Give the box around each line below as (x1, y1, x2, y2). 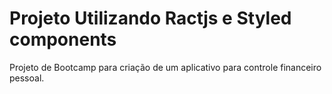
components (9, 28, 117, 51)
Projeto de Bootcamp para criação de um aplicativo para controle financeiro (9, 61, 322, 73)
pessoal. (9, 72, 45, 84)
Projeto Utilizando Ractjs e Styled (9, 7, 292, 30)
